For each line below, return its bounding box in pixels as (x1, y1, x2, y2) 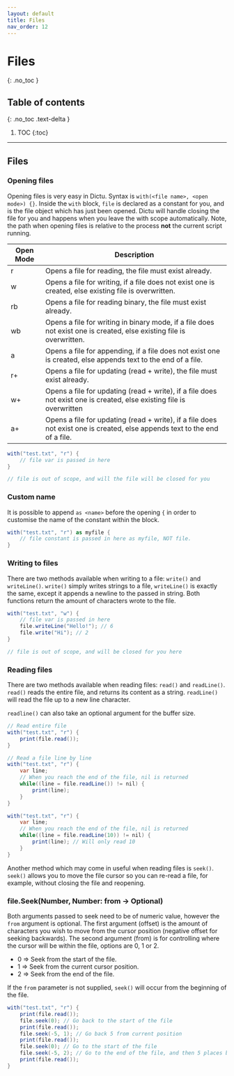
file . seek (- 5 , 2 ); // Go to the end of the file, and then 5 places (19, 1050, 223, 1056)
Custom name (7, 492, 56, 502)
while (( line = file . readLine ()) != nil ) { (19, 781, 145, 787)
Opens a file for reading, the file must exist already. (45, 266, 212, 275)
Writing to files (7, 558, 58, 568)
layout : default (7, 10, 54, 17)
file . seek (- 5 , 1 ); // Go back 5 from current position (19, 1030, 182, 1037)
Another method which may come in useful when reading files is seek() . (7, 863, 214, 872)
